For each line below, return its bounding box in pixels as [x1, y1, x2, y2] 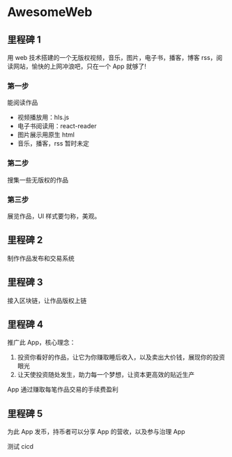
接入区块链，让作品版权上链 [7, 296, 87, 304]
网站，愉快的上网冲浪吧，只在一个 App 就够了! [13, 62, 146, 70]
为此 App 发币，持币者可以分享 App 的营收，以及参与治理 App [7, 428, 186, 436]
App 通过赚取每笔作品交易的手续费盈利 [7, 385, 118, 394]
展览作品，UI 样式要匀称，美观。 [7, 212, 101, 220]
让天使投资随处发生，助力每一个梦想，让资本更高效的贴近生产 [17, 371, 195, 379]
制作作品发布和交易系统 [7, 254, 75, 262]
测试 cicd [7, 442, 33, 451]
